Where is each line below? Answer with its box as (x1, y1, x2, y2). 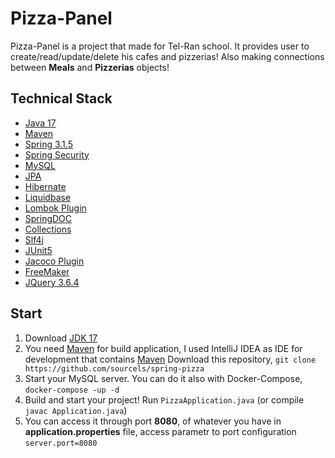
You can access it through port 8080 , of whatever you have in (24, 415, 282, 427)
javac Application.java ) (24, 404, 128, 416)
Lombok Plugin (24, 202, 87, 214)
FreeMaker (24, 265, 70, 277)
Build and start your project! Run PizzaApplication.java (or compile (24, 393, 305, 406)
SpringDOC (24, 212, 73, 224)
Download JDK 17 (24, 332, 98, 344)
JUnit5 (24, 244, 53, 256)
